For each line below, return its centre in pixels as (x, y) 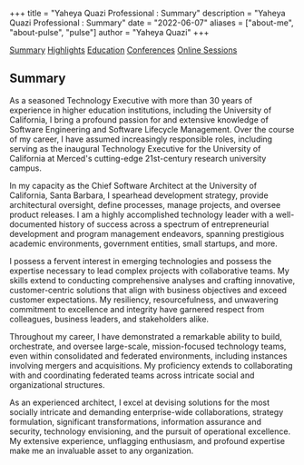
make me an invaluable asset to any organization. (102, 450)
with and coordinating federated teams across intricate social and (132, 375)
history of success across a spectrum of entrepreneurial (164, 224)
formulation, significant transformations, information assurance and (135, 421)
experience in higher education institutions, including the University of (141, 110)
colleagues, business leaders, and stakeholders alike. (109, 319)
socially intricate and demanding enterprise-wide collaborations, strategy (147, 411)
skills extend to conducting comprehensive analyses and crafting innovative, (152, 280)
